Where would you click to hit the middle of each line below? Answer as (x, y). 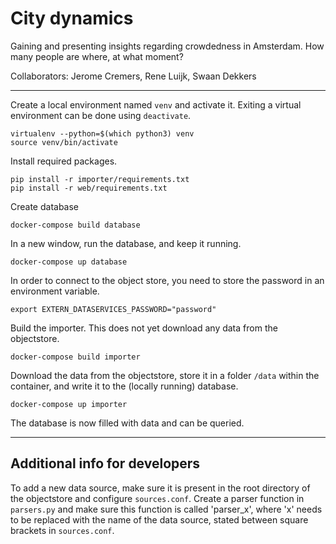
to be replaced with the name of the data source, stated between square (159, 519)
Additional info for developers (105, 463)
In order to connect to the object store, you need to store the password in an (167, 280)
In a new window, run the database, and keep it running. (126, 243)
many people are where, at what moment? (97, 56)
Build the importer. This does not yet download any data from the (144, 328)
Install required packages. (64, 161)
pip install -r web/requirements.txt (89, 188)
